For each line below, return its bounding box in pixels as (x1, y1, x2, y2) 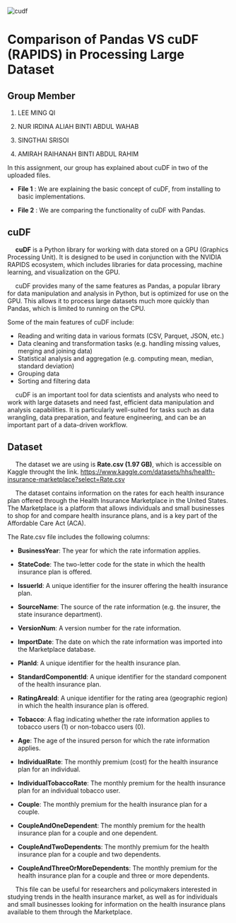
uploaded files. (7, 171, 51, 179)
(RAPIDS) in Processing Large (7, 47, 185, 63)
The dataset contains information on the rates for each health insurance (15, 489, 225, 497)
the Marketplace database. (17, 645, 96, 653)
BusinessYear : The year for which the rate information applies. (17, 546, 201, 555)
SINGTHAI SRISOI (17, 136, 69, 145)
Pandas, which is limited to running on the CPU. (7, 304, 146, 312)
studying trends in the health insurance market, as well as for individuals (7, 893, 218, 901)
